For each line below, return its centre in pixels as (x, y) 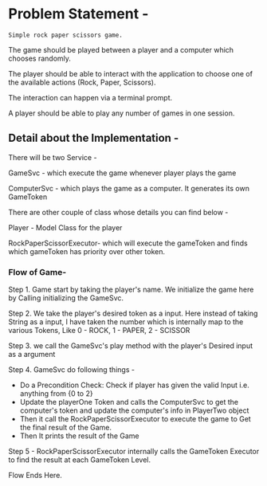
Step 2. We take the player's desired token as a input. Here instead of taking (133, 314)
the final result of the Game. (66, 428)
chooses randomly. (40, 58)
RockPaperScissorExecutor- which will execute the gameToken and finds (128, 243)
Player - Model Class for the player (65, 227)
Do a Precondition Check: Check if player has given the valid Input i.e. (134, 385)
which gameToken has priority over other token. (87, 251)
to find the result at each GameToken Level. (80, 460)
